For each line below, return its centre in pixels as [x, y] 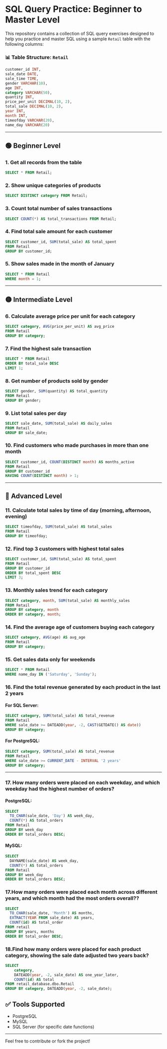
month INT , [16, 115]
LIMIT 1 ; [14, 368]
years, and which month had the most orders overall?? [72, 898]
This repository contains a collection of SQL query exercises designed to [80, 33]
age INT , [14, 88]
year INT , [15, 111]
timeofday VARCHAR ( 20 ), [30, 120]
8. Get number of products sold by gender [57, 381]
